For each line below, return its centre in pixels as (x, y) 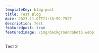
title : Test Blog (23, 14)
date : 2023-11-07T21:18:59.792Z (38, 19)
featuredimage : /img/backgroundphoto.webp (49, 32)
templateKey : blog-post (30, 10)
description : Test (24, 23)
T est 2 (12, 46)
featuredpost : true (25, 28)
